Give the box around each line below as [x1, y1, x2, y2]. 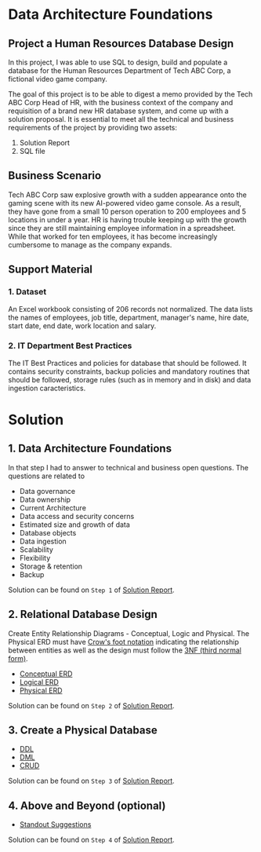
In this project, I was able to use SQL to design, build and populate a [8, 57, 228, 67]
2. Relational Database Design [8, 608, 158, 621]
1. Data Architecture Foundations [8, 442, 172, 455]
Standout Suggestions [19, 820, 92, 829]
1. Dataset [8, 287, 47, 298]
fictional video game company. [8, 75, 108, 83]
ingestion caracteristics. [8, 383, 86, 393]
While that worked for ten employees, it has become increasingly [8, 232, 218, 241]
